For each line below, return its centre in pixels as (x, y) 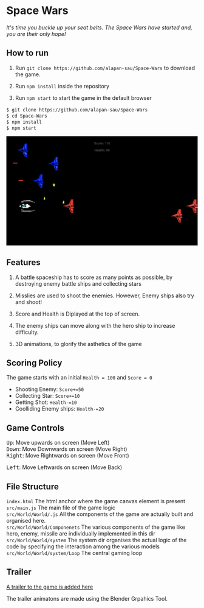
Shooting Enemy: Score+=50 (49, 389)
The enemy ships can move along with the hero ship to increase (95, 325)
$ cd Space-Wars (27, 116)
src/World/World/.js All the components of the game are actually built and (100, 514)
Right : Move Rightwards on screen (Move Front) (68, 456)
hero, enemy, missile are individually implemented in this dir (81, 533)
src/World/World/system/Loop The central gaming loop (74, 553)
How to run (28, 53)
